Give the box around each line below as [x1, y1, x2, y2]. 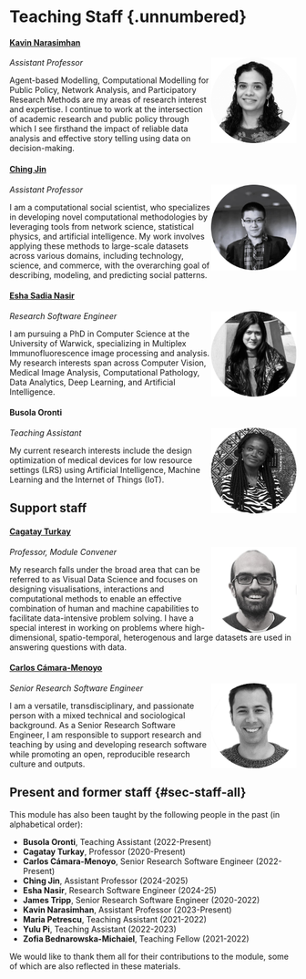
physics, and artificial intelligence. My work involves [9, 231, 205, 242]
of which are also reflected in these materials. [9, 960, 181, 972]
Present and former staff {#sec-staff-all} [9, 785, 247, 800]
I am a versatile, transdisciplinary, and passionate [9, 700, 195, 711]
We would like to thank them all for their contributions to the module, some [9, 951, 290, 962]
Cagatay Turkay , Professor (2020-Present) [22, 846, 187, 857]
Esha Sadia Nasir [9, 290, 75, 302]
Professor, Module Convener [9, 546, 117, 557]
